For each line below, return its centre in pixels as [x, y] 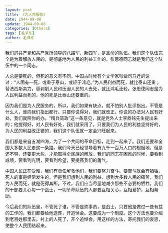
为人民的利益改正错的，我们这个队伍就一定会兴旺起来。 [62, 131]
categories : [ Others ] [28, 29]
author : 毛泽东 [20, 38]
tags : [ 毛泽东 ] [20, 33]
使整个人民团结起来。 [27, 225]
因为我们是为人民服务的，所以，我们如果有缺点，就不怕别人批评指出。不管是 [84, 105]
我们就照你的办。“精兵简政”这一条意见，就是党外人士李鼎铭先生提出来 [86, 118]
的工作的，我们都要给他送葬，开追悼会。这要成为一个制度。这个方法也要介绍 [84, 213]
